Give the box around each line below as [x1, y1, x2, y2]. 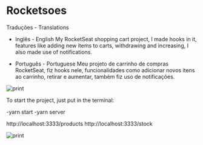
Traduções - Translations [6, 24, 69, 31]
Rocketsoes [6, 4, 67, 18]
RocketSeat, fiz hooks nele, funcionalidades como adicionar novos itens [15, 66, 195, 73]
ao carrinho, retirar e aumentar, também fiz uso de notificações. [15, 73, 175, 80]
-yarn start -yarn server [6, 108, 65, 115]
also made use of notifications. [15, 48, 93, 55]
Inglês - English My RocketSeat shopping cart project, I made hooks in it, [15, 35, 197, 42]
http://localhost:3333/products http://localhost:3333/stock [6, 120, 153, 127]
